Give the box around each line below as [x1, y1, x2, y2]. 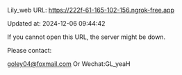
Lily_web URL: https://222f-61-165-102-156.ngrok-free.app [7, 6, 175, 14]
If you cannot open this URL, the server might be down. [7, 33, 165, 41]
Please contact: [7, 47, 52, 54]
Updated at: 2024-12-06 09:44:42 [7, 19, 106, 27]
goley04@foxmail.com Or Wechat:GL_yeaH [7, 60, 131, 68]
